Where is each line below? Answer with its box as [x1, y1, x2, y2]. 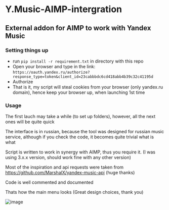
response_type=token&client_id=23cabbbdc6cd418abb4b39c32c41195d [12, 74, 153, 79]
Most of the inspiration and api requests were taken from [5, 164, 124, 170]
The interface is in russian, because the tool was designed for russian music [5, 129, 164, 135]
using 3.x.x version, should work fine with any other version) [5, 154, 132, 161]
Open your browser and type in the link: [12, 63, 96, 69]
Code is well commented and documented [5, 179, 94, 185]
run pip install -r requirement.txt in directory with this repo [12, 58, 144, 64]
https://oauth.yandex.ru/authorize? [12, 70, 90, 75]
